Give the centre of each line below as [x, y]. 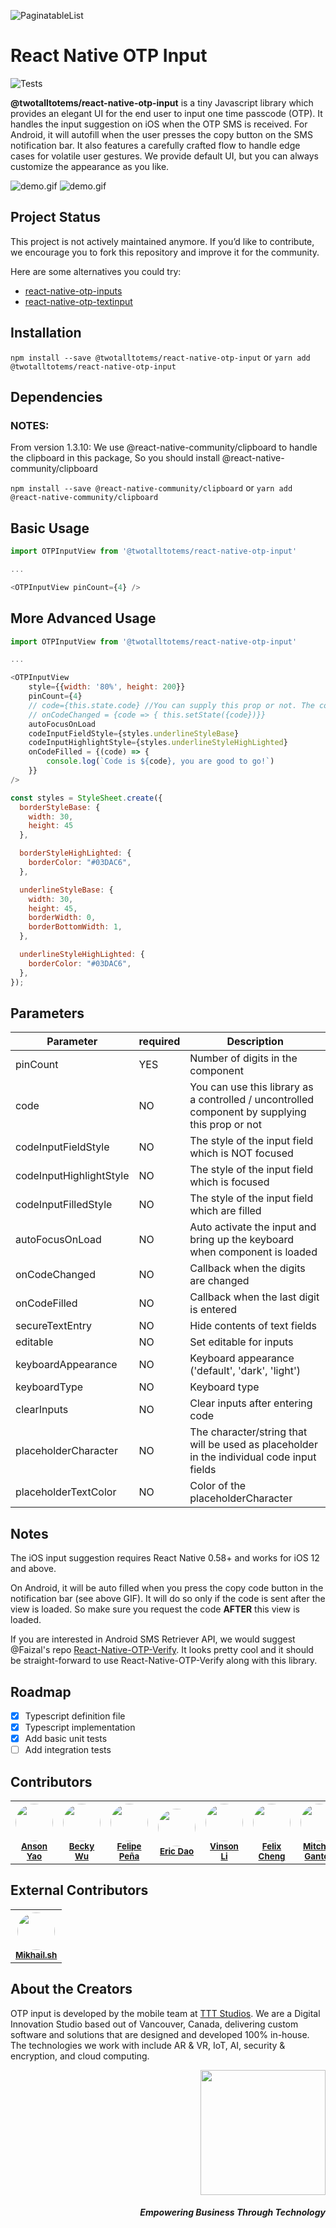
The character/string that [248, 1432]
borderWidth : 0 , [62, 918]
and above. [33, 1569]
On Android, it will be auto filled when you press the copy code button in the [167, 1588]
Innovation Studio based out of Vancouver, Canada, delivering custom [154, 2024]
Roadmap [41, 1691]
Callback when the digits [247, 1268]
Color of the [218, 1486]
